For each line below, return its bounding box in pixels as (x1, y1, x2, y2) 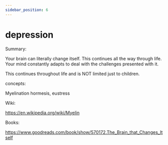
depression (5, 29, 54, 40)
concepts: (5, 80, 26, 86)
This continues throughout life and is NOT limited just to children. (5, 70, 140, 77)
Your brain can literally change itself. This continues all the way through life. (5, 55, 162, 61)
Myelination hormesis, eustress (5, 90, 70, 96)
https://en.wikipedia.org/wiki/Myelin (5, 109, 80, 116)
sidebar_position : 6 (5, 7, 49, 13)
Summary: (5, 46, 27, 52)
